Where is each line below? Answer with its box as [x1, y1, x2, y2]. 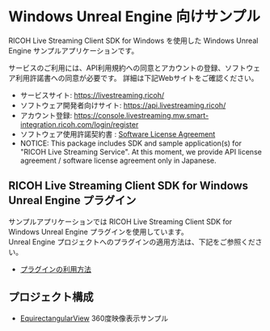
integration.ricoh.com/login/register [19, 119, 139, 129]
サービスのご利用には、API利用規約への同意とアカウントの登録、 [8, 62, 226, 73]
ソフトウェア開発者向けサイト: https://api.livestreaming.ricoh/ [19, 100, 226, 110]
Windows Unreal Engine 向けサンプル [8, 7, 261, 26]
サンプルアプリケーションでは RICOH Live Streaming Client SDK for [8, 216, 233, 227]
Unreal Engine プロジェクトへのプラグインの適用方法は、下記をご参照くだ [8, 236, 256, 247]
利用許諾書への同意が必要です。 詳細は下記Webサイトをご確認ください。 [15, 73, 259, 83]
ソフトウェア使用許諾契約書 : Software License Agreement [19, 129, 216, 138]
